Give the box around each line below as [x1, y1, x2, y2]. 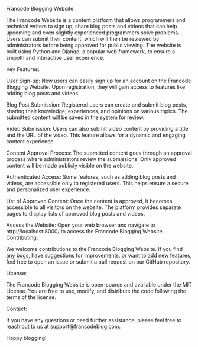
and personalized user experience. [6, 186, 91, 193]
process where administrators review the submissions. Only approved [6, 156, 176, 162]
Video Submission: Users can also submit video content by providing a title [6, 126, 189, 132]
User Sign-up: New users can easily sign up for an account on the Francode [6, 77, 191, 84]
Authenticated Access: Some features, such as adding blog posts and [6, 173, 176, 180]
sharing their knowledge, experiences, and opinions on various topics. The [6, 108, 188, 114]
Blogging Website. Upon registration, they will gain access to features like [6, 83, 186, 91]
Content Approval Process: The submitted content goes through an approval [6, 149, 192, 156]
